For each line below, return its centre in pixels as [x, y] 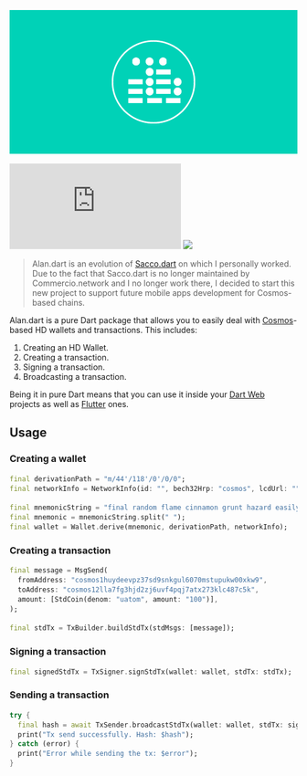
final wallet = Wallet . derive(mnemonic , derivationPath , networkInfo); [148, 527]
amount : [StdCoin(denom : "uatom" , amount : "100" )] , [118, 599]
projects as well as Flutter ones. [69, 404]
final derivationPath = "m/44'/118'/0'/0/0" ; [97, 479]
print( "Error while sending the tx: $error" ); [108, 754]
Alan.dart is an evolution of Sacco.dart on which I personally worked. [162, 264]
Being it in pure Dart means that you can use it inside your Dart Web [137, 394]
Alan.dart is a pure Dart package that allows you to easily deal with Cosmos [152, 320]
